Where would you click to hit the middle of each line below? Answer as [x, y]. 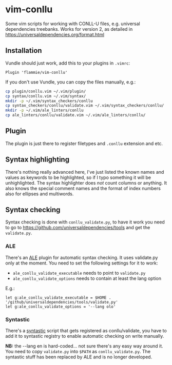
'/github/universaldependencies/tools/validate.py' [62, 302]
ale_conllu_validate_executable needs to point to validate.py [79, 273]
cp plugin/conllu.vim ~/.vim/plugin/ [46, 91]
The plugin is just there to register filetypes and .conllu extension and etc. [84, 143]
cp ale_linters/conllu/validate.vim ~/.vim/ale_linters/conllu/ [75, 115]
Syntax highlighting [37, 160]
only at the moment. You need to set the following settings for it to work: [82, 263]
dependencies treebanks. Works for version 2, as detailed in [69, 29]
